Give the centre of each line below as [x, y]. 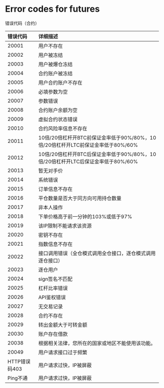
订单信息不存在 [56, 189]
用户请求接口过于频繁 [63, 352]
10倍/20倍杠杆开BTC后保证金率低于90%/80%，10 [97, 154]
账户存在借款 [53, 334]
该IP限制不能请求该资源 [65, 226]
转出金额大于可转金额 [63, 325]
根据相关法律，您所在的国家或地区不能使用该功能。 [97, 343]
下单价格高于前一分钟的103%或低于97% [85, 216]
